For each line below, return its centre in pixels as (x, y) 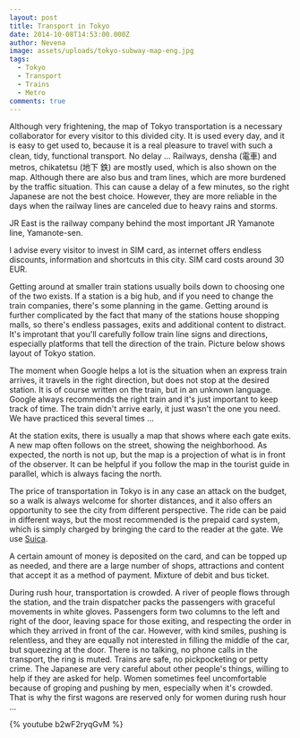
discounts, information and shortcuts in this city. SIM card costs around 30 (147, 260)
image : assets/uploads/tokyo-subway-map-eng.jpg (102, 51)
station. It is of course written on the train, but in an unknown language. (141, 390)
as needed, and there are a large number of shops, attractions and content (147, 566)
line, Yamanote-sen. (46, 233)
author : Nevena (38, 43)
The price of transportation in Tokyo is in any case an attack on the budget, (148, 491)
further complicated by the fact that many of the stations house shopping (145, 316)
